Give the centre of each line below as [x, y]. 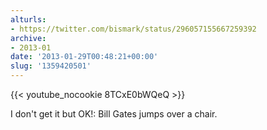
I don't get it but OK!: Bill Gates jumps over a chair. [114, 114]
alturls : [28, 19]
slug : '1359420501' [51, 66]
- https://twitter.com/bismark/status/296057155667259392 [133, 29]
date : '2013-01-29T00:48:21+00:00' [84, 57]
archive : [28, 38]
